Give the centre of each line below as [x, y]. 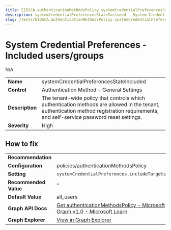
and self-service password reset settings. [92, 117]
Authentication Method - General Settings [92, 90]
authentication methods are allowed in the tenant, [101, 105]
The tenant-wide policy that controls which [93, 98]
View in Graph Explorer [84, 220]
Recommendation [30, 158]
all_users [67, 197]
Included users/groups [55, 55]
